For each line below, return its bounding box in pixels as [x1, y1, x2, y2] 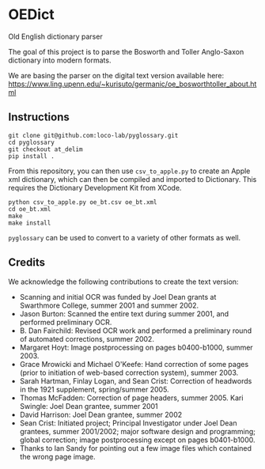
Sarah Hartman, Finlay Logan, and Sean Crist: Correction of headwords [19, 376, 252, 385]
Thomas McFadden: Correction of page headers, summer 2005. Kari [19, 393, 244, 403]
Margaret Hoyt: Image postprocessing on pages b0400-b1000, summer [19, 342, 253, 352]
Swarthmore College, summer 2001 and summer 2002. [19, 301, 199, 310]
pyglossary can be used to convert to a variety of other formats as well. [8, 233, 241, 242]
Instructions [8, 111, 70, 124]
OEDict [8, 6, 55, 24]
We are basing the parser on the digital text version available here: [8, 70, 225, 80]
